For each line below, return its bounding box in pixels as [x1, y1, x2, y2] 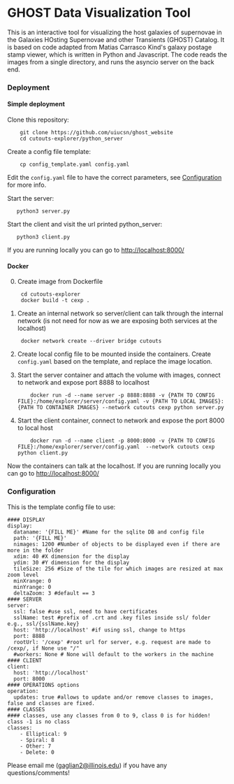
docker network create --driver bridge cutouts [20, 338, 162, 345]
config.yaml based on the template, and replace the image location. [17, 357, 213, 366]
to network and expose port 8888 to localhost [17, 378, 150, 387]
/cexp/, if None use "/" [7, 645, 80, 652]
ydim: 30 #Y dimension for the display [13, 559, 130, 566]
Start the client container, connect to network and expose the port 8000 [17, 416, 225, 425]
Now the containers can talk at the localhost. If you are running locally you [7, 462, 221, 470]
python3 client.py [16, 234, 71, 241]
